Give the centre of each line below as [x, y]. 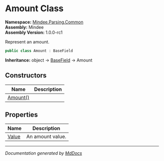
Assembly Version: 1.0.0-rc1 [34, 32]
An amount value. [46, 137]
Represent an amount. [27, 41]
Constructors [26, 75]
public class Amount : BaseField [39, 51]
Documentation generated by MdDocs [43, 153]
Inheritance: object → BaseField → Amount [49, 60]
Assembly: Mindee [24, 27]
